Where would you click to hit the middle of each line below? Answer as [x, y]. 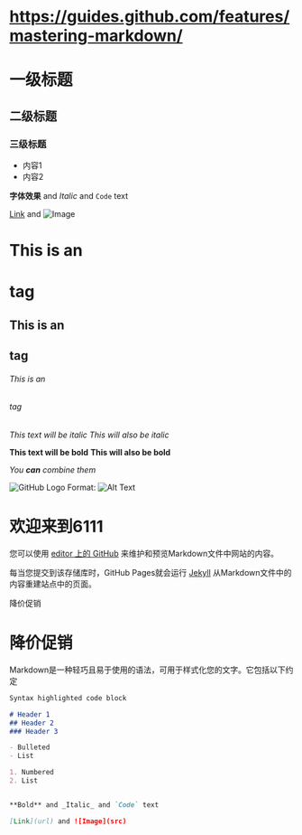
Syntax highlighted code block [68, 698]
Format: [82, 488]
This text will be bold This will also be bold [90, 453]
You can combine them [53, 470]
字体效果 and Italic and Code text [69, 196]
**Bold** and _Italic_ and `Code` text [84, 805]
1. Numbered [32, 773]
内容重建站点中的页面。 [53, 584]
